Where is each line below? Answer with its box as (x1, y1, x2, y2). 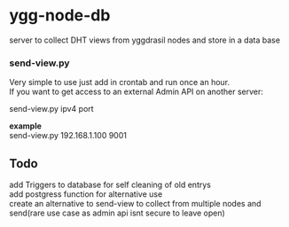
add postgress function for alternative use (9, 189, 163, 200)
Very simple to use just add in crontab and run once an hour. (9, 77, 230, 88)
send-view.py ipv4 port (9, 104, 95, 114)
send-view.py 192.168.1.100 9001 (9, 130, 127, 141)
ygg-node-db (9, 5, 111, 26)
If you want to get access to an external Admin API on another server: (9, 86, 263, 98)
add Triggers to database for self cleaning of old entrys (9, 179, 211, 191)
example (9, 121, 43, 131)
